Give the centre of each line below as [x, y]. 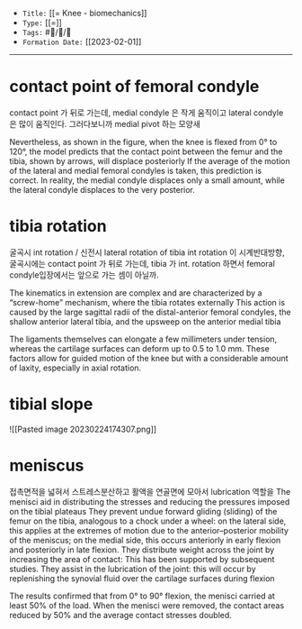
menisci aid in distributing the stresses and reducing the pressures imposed [150, 501]
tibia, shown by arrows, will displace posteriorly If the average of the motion [150, 160]
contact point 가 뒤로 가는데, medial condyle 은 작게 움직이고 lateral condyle [147, 113]
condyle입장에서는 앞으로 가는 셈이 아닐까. [84, 275]
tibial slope [51, 404]
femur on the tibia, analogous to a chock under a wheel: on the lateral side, [148, 521]
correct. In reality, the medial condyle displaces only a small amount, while [147, 180]
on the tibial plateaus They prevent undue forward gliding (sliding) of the [143, 511]
